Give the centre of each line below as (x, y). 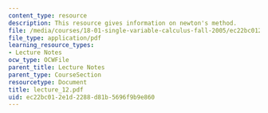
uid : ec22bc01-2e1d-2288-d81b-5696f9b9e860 (82, 97)
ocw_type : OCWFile (39, 60)
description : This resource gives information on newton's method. (123, 23)
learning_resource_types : (51, 45)
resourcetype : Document (48, 82)
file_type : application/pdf (55, 38)
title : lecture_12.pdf (46, 90)
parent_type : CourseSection (55, 75)
